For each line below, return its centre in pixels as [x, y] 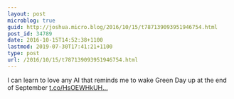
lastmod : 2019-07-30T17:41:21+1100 [60, 47]
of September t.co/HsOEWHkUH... [58, 87]
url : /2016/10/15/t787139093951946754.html [73, 60]
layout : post [27, 14]
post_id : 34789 [30, 34]
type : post [23, 54]
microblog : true [31, 21]
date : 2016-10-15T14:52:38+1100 [55, 40]
